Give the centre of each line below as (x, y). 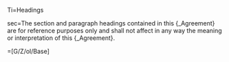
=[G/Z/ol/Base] (29, 51)
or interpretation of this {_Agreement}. (61, 38)
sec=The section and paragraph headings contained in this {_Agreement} (111, 23)
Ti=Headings (25, 10)
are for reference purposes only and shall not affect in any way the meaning (115, 31)
